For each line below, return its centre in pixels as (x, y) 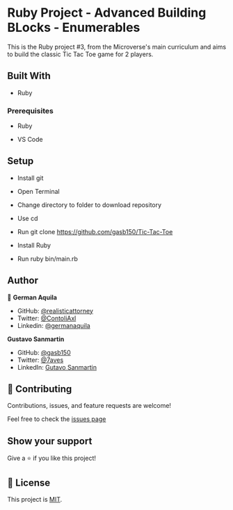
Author (23, 280)
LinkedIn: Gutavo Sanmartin (57, 367)
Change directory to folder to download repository (89, 205)
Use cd (27, 218)
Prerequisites (30, 110)
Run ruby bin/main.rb (48, 258)
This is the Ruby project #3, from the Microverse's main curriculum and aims (117, 47)
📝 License (29, 483)
